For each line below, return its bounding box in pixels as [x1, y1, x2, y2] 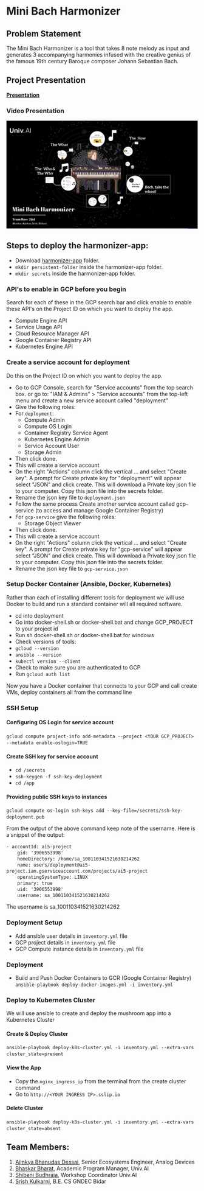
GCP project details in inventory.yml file [15, 938, 116, 946]
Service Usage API [15, 324, 63, 331]
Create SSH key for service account [6, 753, 98, 760]
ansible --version [15, 652, 62, 658]
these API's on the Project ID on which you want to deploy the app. [6, 306, 174, 313]
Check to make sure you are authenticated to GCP [15, 663, 141, 671]
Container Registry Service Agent [24, 429, 108, 436]
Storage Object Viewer [24, 519, 81, 527]
